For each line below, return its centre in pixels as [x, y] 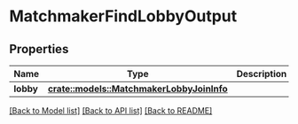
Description [262, 74]
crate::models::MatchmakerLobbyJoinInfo [137, 89]
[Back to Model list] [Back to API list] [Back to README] [111, 111]
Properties [39, 49]
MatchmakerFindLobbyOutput [123, 16]
